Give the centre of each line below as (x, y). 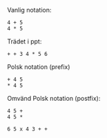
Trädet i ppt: (25, 41)
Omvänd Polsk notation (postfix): (54, 98)
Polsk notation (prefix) (39, 67)
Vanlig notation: (29, 10)
